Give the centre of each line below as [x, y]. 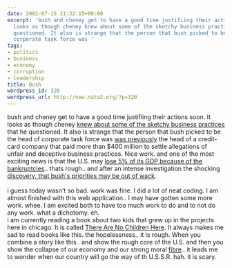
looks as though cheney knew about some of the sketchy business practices [116, 124]
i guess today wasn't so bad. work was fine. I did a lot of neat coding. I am [113, 190]
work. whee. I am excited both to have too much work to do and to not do [112, 205]
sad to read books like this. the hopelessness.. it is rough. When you [104, 235]
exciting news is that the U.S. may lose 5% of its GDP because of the [105, 161]
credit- [207, 139]
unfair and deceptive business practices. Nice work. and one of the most [111, 154]
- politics [23, 53]
